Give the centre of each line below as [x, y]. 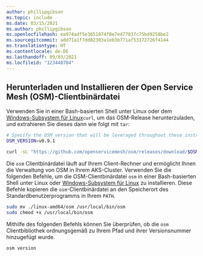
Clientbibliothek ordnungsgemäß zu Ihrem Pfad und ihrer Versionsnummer [99, 231]
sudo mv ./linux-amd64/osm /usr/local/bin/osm [66, 207]
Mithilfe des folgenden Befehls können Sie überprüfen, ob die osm [88, 224]
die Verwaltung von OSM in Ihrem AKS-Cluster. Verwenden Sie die [89, 170]
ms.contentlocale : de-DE [37, 52]
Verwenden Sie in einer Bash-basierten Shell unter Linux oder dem [89, 111]
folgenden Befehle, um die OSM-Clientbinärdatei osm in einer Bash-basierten [101, 176]
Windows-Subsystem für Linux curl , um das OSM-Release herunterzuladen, [101, 118]
